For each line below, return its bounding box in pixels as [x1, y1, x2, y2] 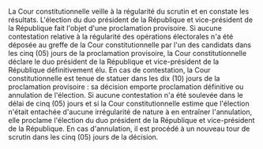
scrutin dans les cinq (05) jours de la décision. [8, 132, 159, 141]
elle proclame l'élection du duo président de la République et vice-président [8, 116, 255, 125]
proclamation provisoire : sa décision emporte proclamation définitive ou [8, 82, 244, 91]
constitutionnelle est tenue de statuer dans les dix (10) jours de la [8, 74, 220, 83]
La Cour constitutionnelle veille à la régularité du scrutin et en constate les [8, 7, 250, 16]
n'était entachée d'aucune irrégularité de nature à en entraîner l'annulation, [8, 107, 253, 117]
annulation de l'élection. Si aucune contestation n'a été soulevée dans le [8, 91, 243, 99]
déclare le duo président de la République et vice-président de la [8, 57, 220, 66]
